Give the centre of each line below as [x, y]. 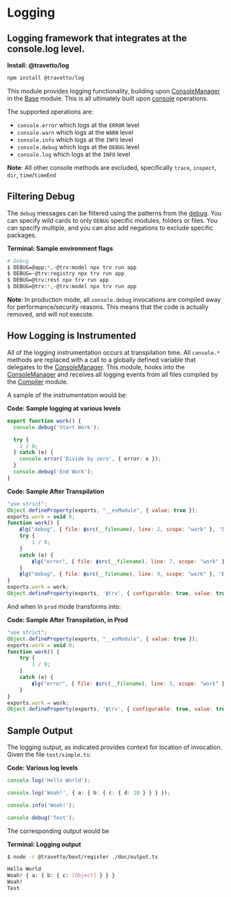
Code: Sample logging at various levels [64, 408]
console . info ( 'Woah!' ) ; [41, 805]
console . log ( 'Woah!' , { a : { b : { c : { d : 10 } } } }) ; [89, 792]
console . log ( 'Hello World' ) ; [49, 781]
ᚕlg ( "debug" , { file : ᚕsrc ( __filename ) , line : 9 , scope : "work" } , [118, 574]
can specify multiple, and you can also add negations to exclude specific [110, 228]
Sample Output [40, 731]
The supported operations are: [51, 111]
